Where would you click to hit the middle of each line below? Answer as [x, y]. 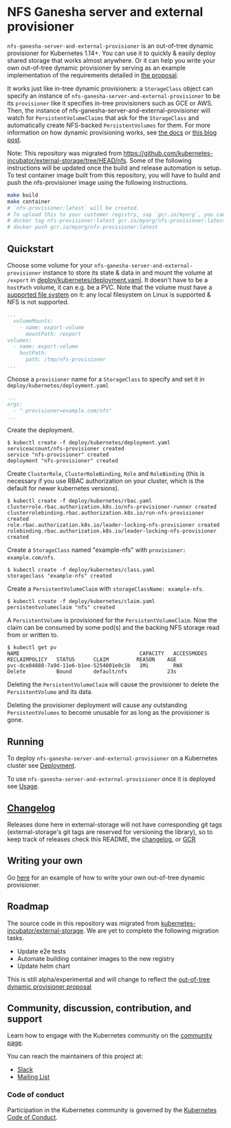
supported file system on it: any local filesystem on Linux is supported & [109, 295]
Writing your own [45, 861]
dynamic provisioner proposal [49, 987]
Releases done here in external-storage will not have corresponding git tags [114, 824]
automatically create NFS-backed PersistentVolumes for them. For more [109, 125]
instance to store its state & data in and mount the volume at [128, 273]
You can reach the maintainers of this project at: [75, 1056]
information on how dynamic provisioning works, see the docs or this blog [112, 132]
